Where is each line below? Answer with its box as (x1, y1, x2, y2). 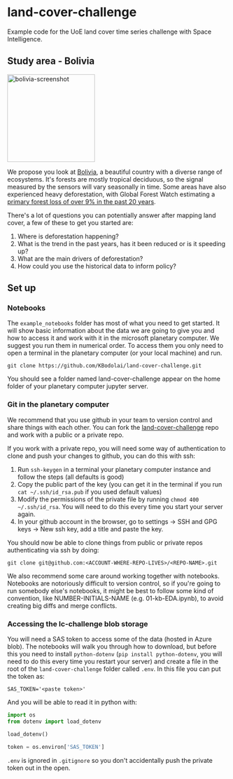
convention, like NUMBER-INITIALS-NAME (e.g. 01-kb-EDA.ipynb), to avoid (7, 594, 224, 602)
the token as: (7, 672, 45, 681)
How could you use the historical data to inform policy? (17, 262, 176, 270)
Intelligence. (7, 34, 43, 43)
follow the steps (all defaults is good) (17, 473, 125, 481)
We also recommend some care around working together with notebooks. (7, 571, 220, 580)
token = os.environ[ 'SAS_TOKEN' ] (7, 743, 105, 750)
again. (17, 510, 36, 518)
